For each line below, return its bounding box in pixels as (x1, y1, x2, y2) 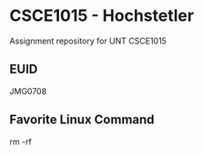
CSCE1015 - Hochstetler (9, 5, 194, 26)
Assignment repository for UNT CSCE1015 (9, 35, 167, 46)
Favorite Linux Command (9, 112, 155, 128)
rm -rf (9, 136, 32, 147)
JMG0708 (9, 85, 47, 96)
